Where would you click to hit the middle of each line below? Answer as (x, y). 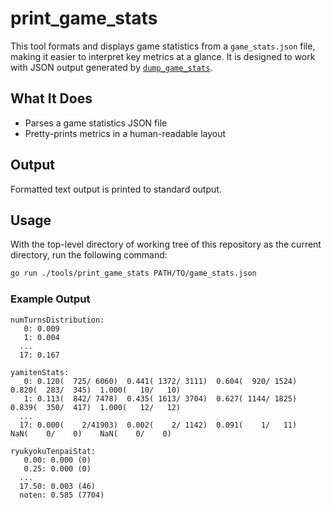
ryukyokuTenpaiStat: (53, 451)
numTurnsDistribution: (57, 320)
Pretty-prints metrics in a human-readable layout (125, 133)
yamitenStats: (40, 372)
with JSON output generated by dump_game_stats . (111, 67)
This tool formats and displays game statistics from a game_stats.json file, (163, 46)
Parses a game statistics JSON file (96, 123)
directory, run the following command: (89, 255)
